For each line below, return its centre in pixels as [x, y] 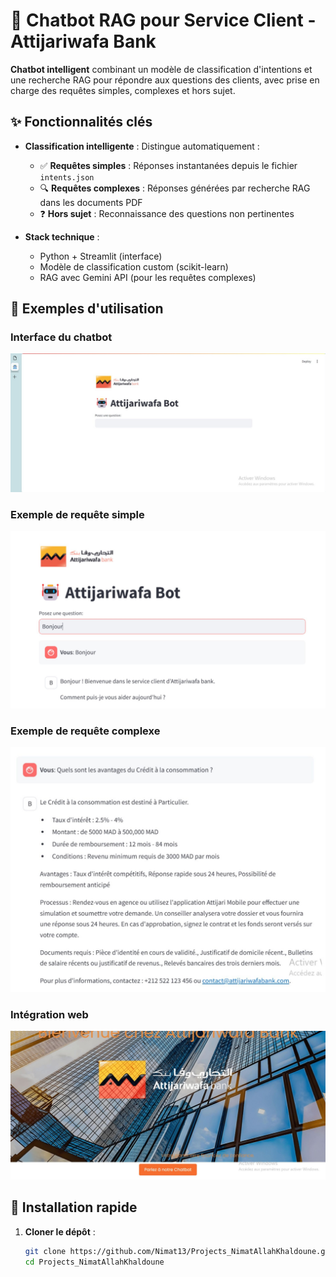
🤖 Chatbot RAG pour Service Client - [163, 20]
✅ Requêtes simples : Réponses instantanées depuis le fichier [168, 165]
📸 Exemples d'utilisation [87, 309]
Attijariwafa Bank [83, 41]
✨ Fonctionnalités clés [81, 122]
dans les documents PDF [91, 202]
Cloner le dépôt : [60, 1231]
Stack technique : [62, 236]
